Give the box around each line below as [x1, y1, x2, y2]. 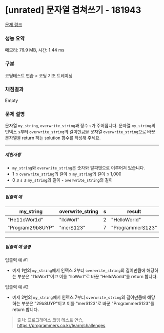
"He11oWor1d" [7, 216, 43, 223]
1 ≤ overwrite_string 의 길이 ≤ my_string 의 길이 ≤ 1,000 [12, 171, 122, 177]
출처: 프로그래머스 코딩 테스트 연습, [17, 317, 84, 323]
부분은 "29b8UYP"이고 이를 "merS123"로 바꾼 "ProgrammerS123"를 [21, 301, 155, 307]
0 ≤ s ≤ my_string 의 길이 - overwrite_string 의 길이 [12, 177, 113, 183]
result [127, 208, 142, 215]
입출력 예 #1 [5, 257, 28, 263]
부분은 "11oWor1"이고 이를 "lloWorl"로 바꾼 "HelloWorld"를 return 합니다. [17, 274, 158, 280]
